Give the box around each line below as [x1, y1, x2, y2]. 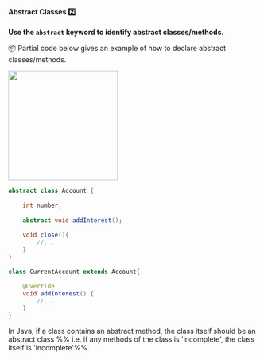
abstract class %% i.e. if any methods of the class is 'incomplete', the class [8, 335, 255, 344]
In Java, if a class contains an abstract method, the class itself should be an [8, 327, 256, 336]
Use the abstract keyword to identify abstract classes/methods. [8, 28, 224, 37]
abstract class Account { [8, 187, 94, 195]
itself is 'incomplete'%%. [8, 343, 90, 353]
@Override [22, 282, 56, 290]
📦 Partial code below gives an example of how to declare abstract [8, 44, 227, 53]
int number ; [22, 202, 62, 209]
